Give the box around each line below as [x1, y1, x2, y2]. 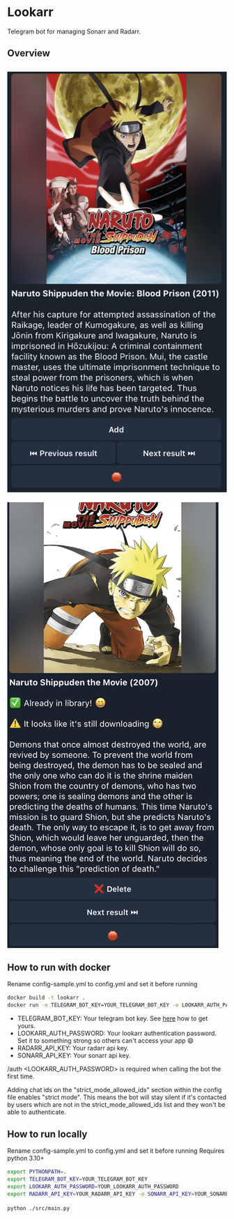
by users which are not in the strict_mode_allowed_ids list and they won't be [7, 1101, 226, 1109]
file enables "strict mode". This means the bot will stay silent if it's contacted [7, 1093, 227, 1101]
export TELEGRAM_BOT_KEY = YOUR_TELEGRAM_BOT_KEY [7, 1175, 148, 1183]
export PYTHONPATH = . [7, 1168, 68, 1175]
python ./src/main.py [7, 1205, 70, 1212]
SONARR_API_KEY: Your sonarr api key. [17, 1051, 131, 1059]
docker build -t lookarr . [7, 994, 86, 1002]
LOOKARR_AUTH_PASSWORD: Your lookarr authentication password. [17, 1029, 217, 1038]
